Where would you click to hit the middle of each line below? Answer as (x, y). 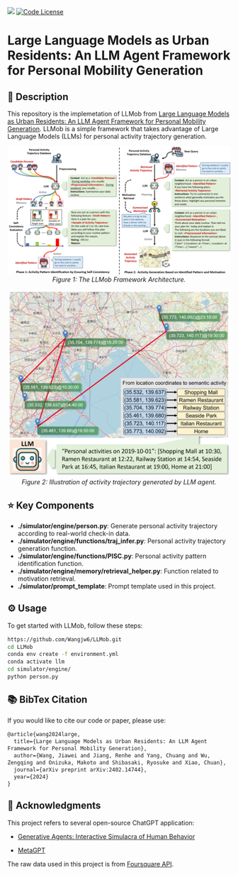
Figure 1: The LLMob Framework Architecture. (119, 279)
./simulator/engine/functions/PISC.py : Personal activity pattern (112, 556)
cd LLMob (20, 647)
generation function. (47, 548)
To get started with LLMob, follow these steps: (75, 625)
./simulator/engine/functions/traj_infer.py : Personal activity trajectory (121, 541)
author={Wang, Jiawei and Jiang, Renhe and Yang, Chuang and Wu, (112, 755)
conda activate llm (36, 662)
